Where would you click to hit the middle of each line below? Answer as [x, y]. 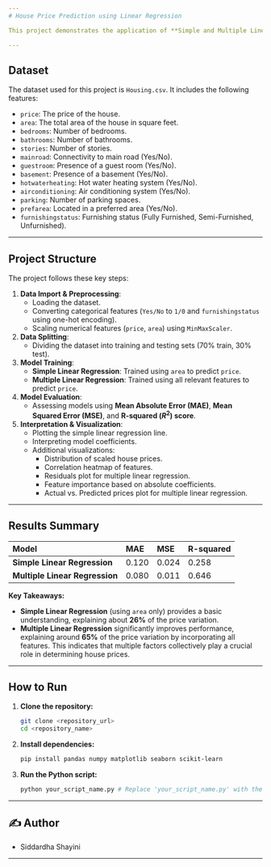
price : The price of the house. [70, 114]
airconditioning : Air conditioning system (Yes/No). [105, 192]
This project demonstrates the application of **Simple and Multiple [128, 30]
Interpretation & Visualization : [71, 424]
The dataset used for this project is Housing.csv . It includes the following [129, 90]
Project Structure [52, 258]
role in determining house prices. [75, 654]
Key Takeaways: [36, 595]
